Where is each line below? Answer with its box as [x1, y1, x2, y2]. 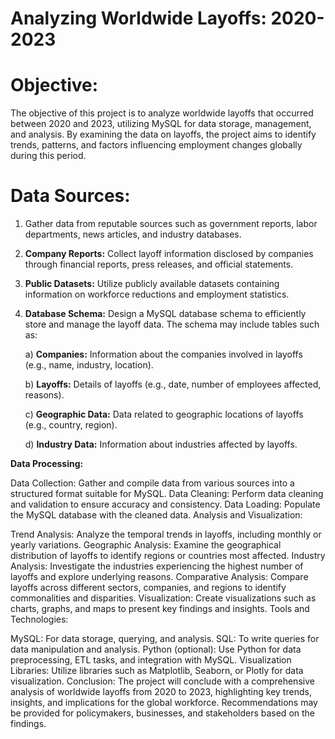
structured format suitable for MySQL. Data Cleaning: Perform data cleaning [10, 488, 324, 500]
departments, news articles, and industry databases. [24, 228, 242, 241]
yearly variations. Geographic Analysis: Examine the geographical [10, 539, 282, 551]
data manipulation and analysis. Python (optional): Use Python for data [10, 643, 302, 656]
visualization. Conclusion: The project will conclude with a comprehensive [10, 675, 315, 687]
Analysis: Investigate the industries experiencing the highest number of [10, 560, 304, 572]
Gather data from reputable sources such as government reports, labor [24, 218, 318, 230]
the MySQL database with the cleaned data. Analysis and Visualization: [10, 509, 303, 521]
